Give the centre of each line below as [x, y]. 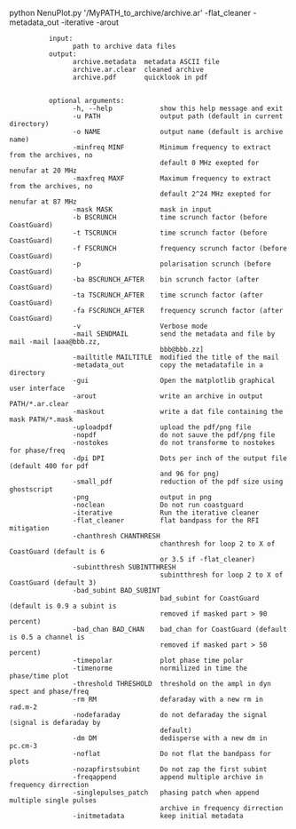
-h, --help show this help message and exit [178, 108]
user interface [37, 388]
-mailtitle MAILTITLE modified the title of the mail [175, 357]
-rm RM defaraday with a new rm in [168, 699]
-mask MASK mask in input [142, 210]
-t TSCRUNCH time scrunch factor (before [170, 233]
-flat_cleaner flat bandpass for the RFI [166, 521]
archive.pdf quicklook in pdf [140, 77]
